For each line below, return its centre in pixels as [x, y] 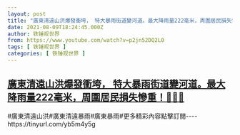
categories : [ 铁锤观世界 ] [46, 54]
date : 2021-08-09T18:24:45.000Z [55, 27]
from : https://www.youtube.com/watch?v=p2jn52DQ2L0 [86, 40]
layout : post [27, 14]
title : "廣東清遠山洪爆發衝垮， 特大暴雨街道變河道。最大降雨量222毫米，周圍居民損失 [120, 21]
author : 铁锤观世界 [34, 34]
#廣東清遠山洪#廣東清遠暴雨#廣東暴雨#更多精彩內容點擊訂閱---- [102, 116]
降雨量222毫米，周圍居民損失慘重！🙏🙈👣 [96, 98]
